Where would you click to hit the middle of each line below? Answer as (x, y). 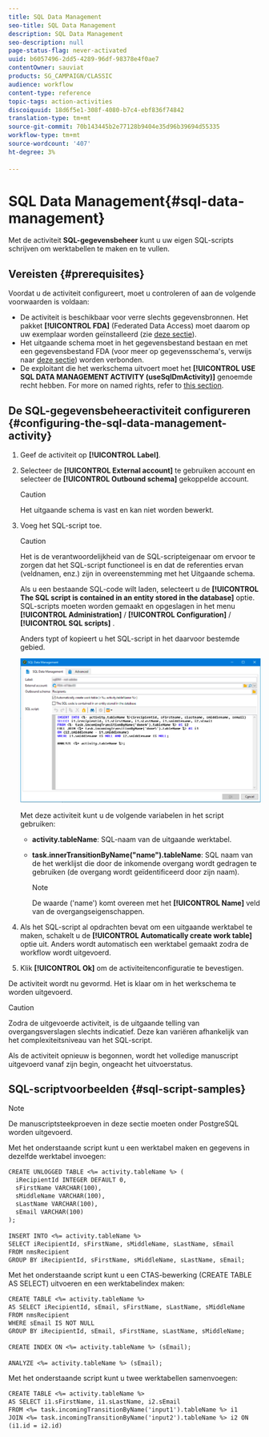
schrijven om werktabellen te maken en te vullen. (89, 249)
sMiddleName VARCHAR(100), (60, 1196)
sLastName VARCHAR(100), (57, 1204)
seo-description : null (46, 42)
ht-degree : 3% (32, 152)
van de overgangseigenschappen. (88, 911)
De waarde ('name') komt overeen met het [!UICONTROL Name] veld (146, 903)
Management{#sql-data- (160, 201)
